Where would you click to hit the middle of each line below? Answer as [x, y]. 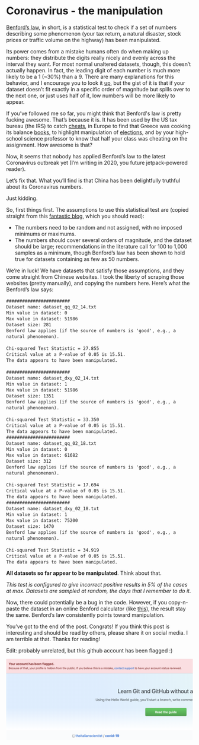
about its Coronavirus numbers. [45, 187]
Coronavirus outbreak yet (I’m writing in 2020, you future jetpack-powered [97, 163]
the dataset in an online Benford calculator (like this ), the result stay [103, 609]
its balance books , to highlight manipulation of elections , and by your [90, 132]
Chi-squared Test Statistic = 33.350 [53, 419]
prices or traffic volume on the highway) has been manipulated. [84, 40]
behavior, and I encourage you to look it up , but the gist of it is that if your [96, 83]
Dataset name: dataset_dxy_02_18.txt [53, 508]
